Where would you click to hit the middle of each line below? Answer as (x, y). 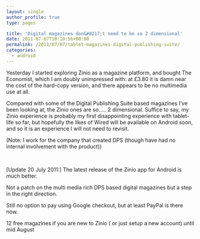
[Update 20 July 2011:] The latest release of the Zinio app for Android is (94, 169)
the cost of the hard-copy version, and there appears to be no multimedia (96, 85)
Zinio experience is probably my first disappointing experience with (89, 116)
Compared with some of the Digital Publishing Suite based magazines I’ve (97, 103)
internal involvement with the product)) (54, 146)
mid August (20, 229)
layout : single (25, 12)
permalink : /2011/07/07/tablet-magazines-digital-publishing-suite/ (93, 45)
